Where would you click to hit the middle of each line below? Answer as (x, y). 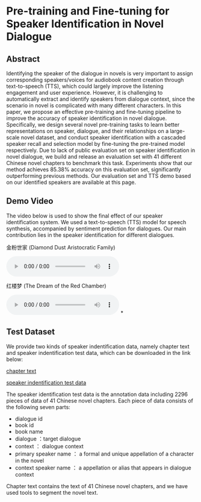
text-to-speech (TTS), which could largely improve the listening (85, 86)
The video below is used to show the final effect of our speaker (85, 216)
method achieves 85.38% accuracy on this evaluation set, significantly (94, 169)
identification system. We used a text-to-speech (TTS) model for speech (96, 222)
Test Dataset (31, 332)
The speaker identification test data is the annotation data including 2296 (97, 394)
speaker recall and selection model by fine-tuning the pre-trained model (96, 144)
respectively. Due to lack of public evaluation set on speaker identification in (101, 150)
